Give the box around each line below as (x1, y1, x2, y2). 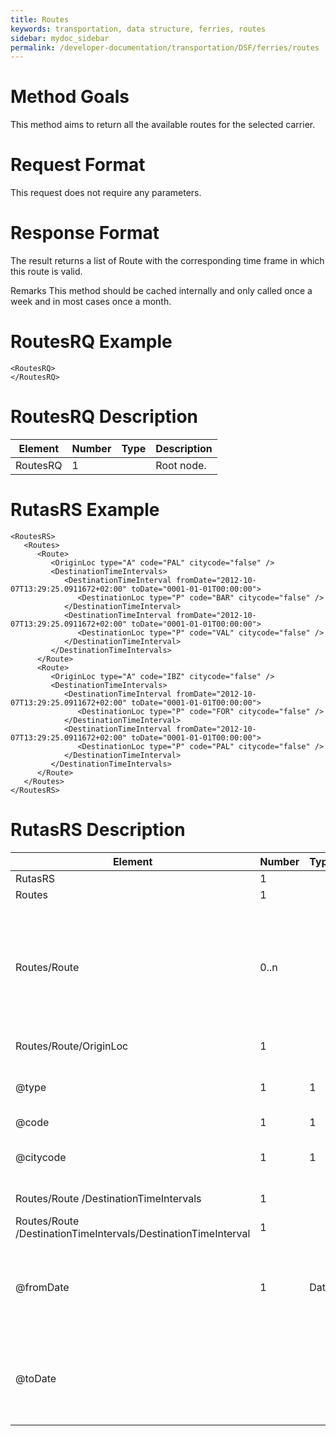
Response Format (10, 222, 160, 245)
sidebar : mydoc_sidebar (10, 33, 110, 43)
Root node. (155, 458, 207, 472)
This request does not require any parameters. (10, 187, 202, 199)
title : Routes (10, 14, 70, 25)
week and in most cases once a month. (10, 296, 172, 308)
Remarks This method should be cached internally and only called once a (10, 285, 313, 297)
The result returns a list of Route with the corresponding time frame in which (10, 255, 325, 267)
